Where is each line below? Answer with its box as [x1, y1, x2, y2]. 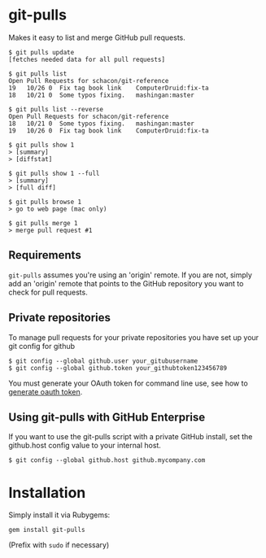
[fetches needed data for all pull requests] [8, 55, 165, 63]
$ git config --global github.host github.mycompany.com [8, 456, 206, 464]
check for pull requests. [8, 287, 88, 297]
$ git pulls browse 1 [8, 198, 82, 206]
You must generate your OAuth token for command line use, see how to [8, 378, 248, 388]
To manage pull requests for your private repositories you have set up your [8, 332, 259, 342]
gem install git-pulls [8, 526, 85, 534]
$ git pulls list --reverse [8, 105, 104, 113]
